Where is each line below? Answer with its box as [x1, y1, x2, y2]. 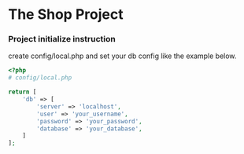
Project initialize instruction [8, 34, 116, 45]
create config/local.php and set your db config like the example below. [8, 51, 237, 60]
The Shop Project [8, 5, 124, 24]
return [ [8, 88, 37, 96]
